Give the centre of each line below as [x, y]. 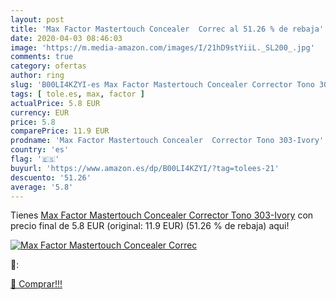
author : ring [37, 76]
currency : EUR [40, 112]
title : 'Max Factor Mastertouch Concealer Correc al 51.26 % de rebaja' [167, 29]
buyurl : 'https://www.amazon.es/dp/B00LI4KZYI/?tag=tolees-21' [145, 168]
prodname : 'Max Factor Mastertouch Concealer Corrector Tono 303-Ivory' [167, 141]
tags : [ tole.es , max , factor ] [77, 94]
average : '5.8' [42, 187]
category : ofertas [48, 66]
